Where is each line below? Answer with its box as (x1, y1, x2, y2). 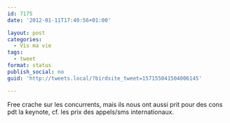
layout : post (7, 29, 46, 36)
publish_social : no (7, 68, 65, 75)
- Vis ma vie (13, 43, 52, 50)
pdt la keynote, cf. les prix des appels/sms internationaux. (7, 108, 174, 116)
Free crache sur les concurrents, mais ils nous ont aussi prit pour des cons (7, 100, 223, 108)
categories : (7, 36, 42, 43)
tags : (7, 49, 23, 56)
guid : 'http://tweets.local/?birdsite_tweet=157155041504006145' (7, 75, 202, 82)
